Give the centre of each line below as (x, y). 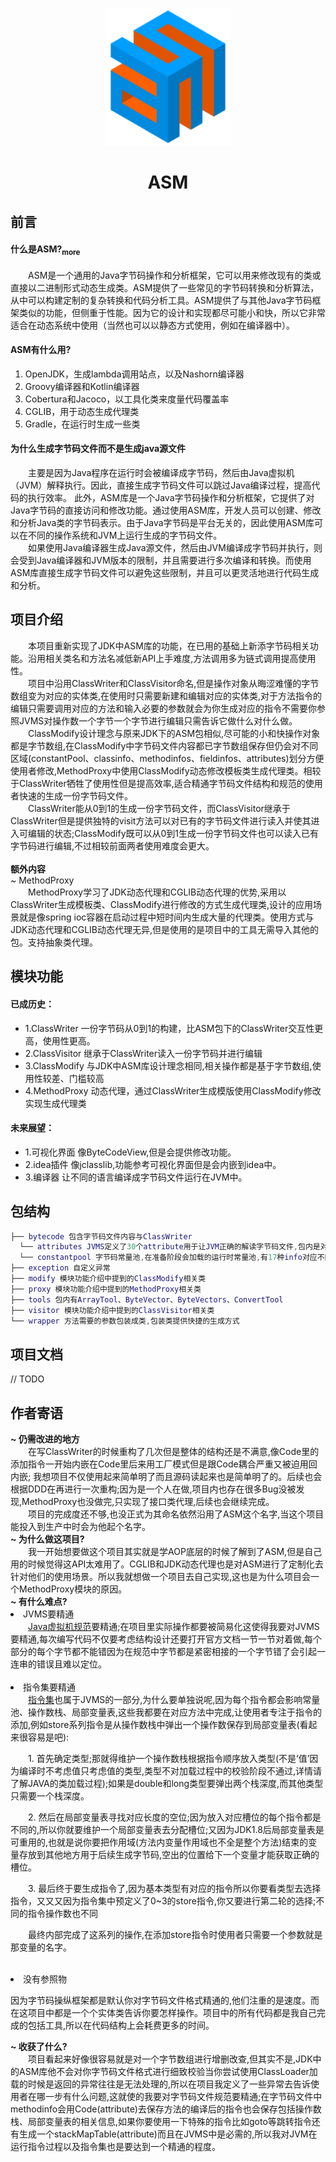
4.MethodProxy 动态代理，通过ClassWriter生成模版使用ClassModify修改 (173, 1090)
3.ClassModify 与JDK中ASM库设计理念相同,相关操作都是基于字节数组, (168, 1065)
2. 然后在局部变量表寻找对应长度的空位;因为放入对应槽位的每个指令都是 (175, 1817)
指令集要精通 (49, 1687)
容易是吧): (48, 1737)
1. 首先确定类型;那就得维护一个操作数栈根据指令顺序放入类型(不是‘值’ (169, 1759)
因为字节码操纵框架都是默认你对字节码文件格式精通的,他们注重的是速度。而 (165, 2000)
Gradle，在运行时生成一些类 (82, 424)
